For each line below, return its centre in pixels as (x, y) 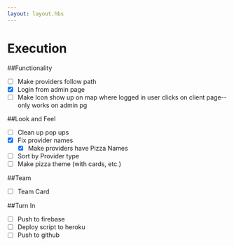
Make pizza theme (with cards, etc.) (69, 164)
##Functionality (30, 68)
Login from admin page (51, 89)
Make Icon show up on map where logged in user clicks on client (111, 97)
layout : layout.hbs (36, 14)
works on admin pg (59, 105)
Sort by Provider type (48, 156)
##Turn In (21, 206)
